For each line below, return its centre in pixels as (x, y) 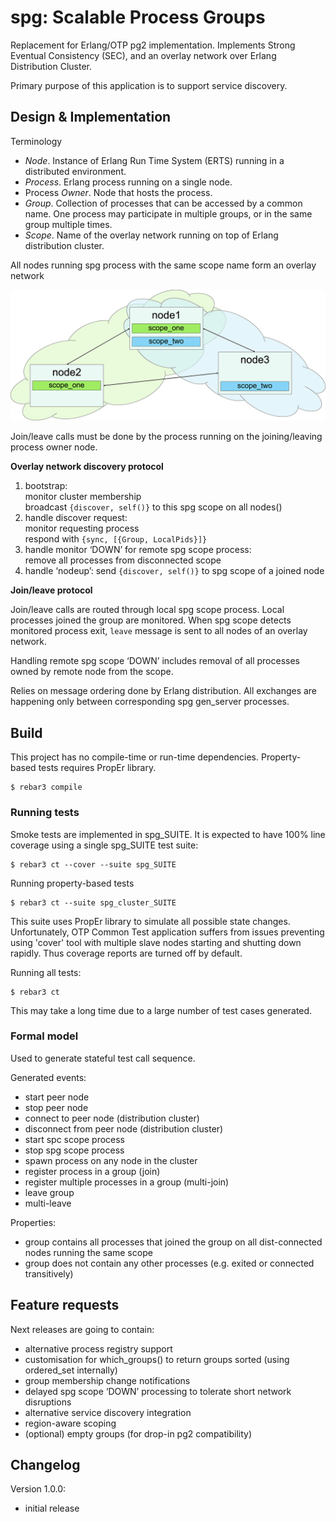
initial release (52, 1508)
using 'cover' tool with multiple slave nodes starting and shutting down (156, 942)
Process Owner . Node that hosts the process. (118, 192)
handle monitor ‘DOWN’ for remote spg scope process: (138, 550)
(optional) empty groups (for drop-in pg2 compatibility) (138, 1433)
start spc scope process (74, 1139)
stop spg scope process (74, 1150)
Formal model (44, 1036)
